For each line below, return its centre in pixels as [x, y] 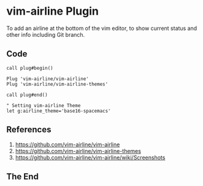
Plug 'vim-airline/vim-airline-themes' [57, 84]
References [29, 130]
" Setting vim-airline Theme [44, 105]
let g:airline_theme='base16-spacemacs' [59, 111]
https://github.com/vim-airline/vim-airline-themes [78, 151]
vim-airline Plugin [53, 11]
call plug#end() [27, 95]
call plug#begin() [30, 68]
